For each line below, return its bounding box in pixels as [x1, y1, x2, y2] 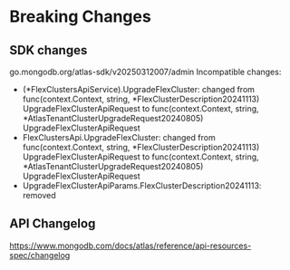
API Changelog [9, 216, 96, 232]
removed [22, 190, 56, 200]
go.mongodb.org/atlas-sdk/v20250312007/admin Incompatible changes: [9, 66, 282, 77]
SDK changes [9, 43, 88, 58]
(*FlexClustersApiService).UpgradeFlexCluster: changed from [22, 84, 256, 94]
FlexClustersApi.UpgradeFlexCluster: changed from [22, 132, 216, 142]
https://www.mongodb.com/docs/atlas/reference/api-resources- [9, 240, 252, 251]
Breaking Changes [9, 6, 151, 27]
